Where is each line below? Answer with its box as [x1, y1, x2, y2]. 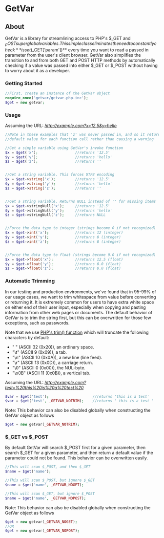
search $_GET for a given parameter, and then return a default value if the [5, 450, 154, 456]
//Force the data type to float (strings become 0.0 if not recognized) [5, 252, 156, 257]
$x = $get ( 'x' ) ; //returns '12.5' [5, 150, 110, 155]
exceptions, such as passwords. [5, 320, 70, 325]
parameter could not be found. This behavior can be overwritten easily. [5, 455, 148, 461]
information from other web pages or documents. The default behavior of [5, 309, 153, 315]
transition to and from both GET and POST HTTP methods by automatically [5, 57, 156, 63]
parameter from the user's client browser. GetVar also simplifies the [5, 52, 141, 58]
